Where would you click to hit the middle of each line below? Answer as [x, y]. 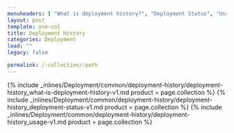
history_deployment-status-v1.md [55, 107]
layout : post [26, 20]
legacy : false [28, 53]
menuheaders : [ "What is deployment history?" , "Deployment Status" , [110, 14]
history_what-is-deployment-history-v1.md [68, 92]
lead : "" [20, 46]
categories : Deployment [42, 40]
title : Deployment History [46, 33]
